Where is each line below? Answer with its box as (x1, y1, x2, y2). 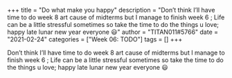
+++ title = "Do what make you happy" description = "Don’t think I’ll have (7, 6, 215, 14)
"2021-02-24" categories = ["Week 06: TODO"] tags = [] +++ (7, 35, 183, 43)
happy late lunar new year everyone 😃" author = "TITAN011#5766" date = (7, 28, 219, 36)
